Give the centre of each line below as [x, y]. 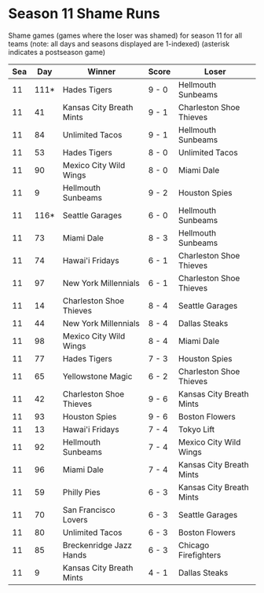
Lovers [75, 519]
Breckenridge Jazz [97, 545]
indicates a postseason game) [57, 52]
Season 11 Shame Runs [84, 14]
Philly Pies [81, 492]
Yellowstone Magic [97, 376]
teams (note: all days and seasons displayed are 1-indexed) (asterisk [119, 43]
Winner [102, 71]
